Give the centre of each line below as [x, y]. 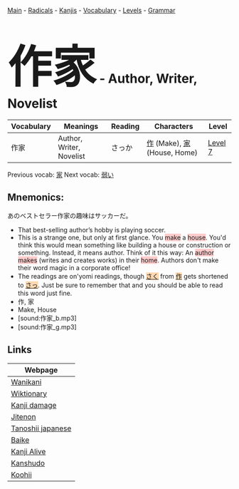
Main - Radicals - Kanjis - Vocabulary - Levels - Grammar [91, 10]
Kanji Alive [28, 451]
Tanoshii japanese [41, 428]
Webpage [41, 370]
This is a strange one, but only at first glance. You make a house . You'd [122, 237]
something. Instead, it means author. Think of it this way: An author [116, 252]
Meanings [81, 126]
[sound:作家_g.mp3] [47, 326]
